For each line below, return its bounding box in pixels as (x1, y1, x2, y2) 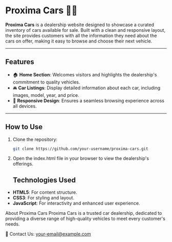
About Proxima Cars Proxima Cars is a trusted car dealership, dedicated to (5, 210, 162, 216)
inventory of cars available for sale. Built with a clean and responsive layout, (5, 27, 165, 33)
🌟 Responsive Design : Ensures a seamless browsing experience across (12, 97, 165, 104)
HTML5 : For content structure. (12, 189, 78, 195)
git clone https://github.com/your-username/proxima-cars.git (12, 146, 148, 151)
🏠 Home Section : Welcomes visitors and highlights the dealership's (12, 71, 157, 77)
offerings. (12, 161, 33, 167)
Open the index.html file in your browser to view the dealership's (12, 155, 149, 162)
